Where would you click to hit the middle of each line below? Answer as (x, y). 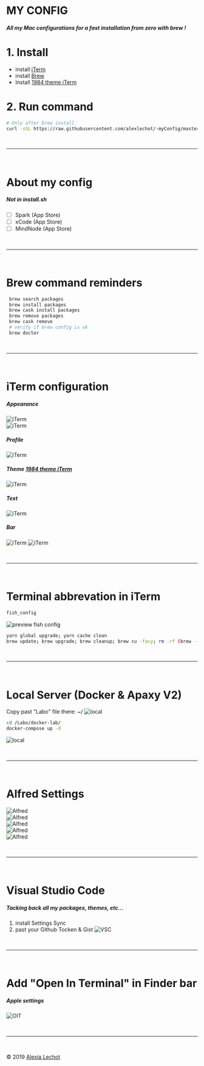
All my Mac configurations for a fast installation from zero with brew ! (96, 27)
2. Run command (50, 106)
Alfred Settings (45, 794)
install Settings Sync (41, 923)
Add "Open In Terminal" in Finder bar (102, 984)
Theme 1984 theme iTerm (39, 469)
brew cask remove (31, 322)
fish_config (21, 613)
